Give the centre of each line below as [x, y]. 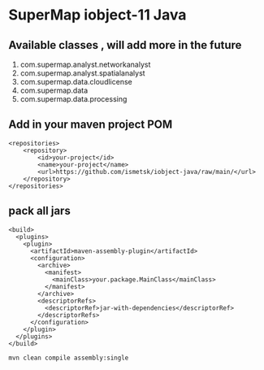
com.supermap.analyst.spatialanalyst [82, 73]
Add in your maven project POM [91, 125]
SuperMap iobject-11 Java [97, 15]
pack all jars [39, 211]
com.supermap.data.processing [74, 99]
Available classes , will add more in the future [125, 45]
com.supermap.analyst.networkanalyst [85, 64]
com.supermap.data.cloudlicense [76, 82]
